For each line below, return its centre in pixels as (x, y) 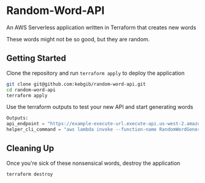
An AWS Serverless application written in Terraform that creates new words (101, 27)
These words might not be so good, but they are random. (78, 39)
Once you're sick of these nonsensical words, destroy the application (93, 163)
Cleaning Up (30, 149)
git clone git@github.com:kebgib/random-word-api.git (76, 84)
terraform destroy (30, 174)
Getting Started (36, 58)
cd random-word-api (31, 90)
